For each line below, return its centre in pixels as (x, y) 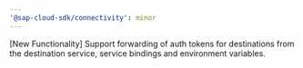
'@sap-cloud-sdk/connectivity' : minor (83, 18)
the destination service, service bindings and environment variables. (137, 53)
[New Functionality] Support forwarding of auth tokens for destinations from (152, 44)
